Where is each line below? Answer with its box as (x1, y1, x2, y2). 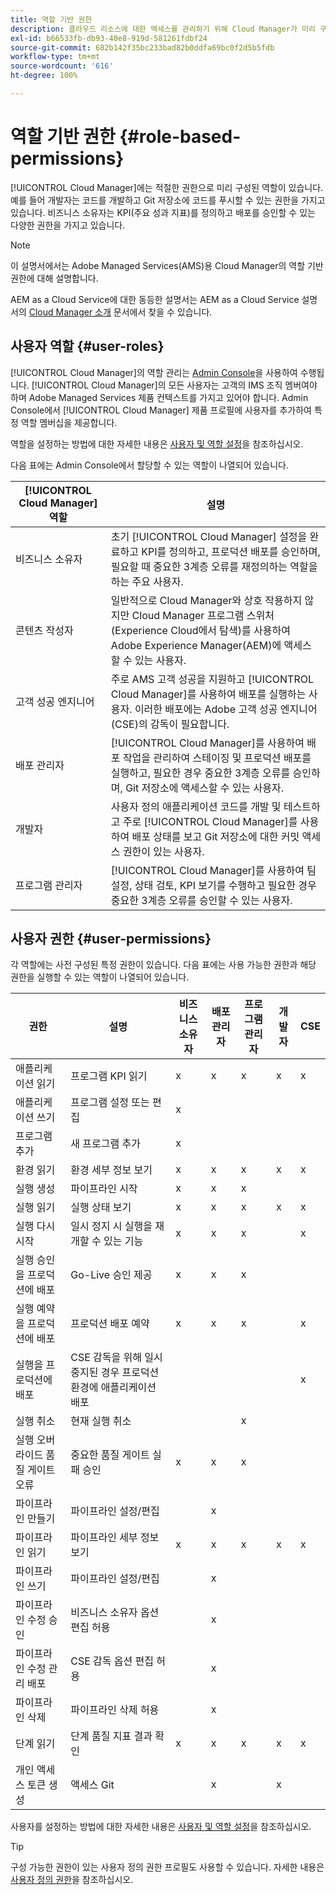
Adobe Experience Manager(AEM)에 (110, 638, 282, 652)
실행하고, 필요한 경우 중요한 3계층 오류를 (110, 766, 291, 780)
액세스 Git (70, 1778, 115, 1792)
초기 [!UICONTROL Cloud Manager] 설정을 (110, 529, 308, 543)
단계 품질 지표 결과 (70, 1729, 153, 1743)
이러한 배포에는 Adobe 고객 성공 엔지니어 (134, 702, 318, 716)
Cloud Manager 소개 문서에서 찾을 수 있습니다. (28, 306, 213, 318)
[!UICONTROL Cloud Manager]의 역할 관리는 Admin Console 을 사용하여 (10, 366, 298, 378)
